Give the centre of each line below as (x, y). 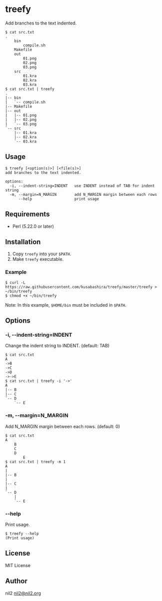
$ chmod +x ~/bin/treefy (31, 296)
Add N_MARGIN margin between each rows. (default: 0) (63, 426)
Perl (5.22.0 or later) (33, 226)
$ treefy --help (22, 534)
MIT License (18, 565)
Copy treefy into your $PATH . (42, 254)
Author (16, 581)
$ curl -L (15, 283)
